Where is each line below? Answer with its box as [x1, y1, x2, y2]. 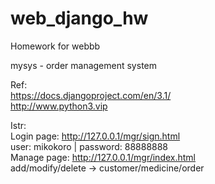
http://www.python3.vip [10, 100, 108, 112]
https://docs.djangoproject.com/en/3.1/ [10, 89, 172, 101]
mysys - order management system [10, 59, 158, 71]
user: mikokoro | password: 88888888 [10, 140, 169, 152]
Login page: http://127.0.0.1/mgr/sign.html [10, 130, 181, 142]
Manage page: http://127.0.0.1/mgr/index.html [10, 151, 196, 163]
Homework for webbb [10, 40, 101, 52]
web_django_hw [10, 7, 149, 30]
